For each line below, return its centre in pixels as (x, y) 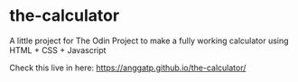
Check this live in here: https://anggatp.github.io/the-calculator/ (128, 68)
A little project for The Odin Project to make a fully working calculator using (149, 41)
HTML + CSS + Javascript (58, 50)
